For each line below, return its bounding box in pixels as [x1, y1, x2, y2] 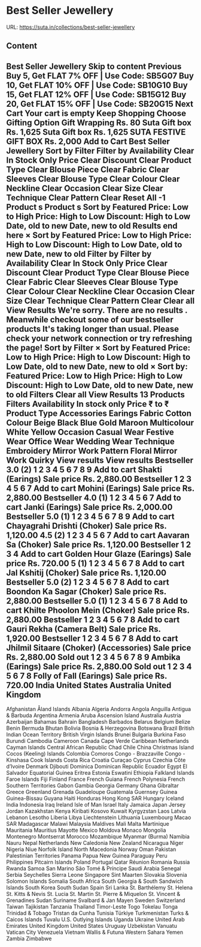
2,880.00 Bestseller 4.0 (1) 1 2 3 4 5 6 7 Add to [6, 493, 181, 503]
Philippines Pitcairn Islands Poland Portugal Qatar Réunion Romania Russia [6, 859, 190, 866]
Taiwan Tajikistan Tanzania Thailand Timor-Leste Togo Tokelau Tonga [6, 903, 178, 910]
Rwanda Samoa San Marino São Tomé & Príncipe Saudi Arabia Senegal [6, 865, 181, 872]
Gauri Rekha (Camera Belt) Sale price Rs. [6, 624, 161, 634]
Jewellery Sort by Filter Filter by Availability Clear [6, 145, 194, 156]
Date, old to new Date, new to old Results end [6, 220, 178, 231]
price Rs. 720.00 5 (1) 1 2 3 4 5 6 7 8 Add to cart [6, 558, 185, 568]
